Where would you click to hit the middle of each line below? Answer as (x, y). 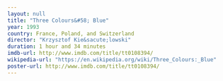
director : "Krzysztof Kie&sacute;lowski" (69, 40)
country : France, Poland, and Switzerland (71, 33)
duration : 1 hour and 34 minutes (57, 46)
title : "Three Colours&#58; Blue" (58, 20)
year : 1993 (23, 27)
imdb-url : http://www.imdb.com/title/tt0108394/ (80, 54)
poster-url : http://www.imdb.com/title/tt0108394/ (84, 66)
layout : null (27, 14)
